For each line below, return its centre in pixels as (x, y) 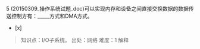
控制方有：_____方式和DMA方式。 (52, 16)
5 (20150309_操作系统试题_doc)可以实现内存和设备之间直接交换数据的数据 (97, 9)
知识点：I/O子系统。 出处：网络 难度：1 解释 (75, 40)
